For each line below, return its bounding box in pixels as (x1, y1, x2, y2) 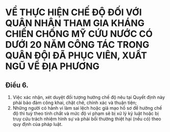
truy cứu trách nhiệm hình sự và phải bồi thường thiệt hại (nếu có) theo (12, 116, 161, 122)
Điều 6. (5, 81, 29, 89)
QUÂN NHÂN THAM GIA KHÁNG (5, 17, 144, 29)
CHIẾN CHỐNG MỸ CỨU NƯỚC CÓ (5, 28, 153, 40)
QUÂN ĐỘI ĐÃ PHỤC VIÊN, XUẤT (5, 50, 147, 61)
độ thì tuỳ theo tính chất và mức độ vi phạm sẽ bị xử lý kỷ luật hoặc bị (12, 111, 159, 116)
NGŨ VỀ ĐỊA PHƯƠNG (5, 60, 100, 72)
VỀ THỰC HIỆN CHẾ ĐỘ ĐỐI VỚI (5, 7, 142, 18)
